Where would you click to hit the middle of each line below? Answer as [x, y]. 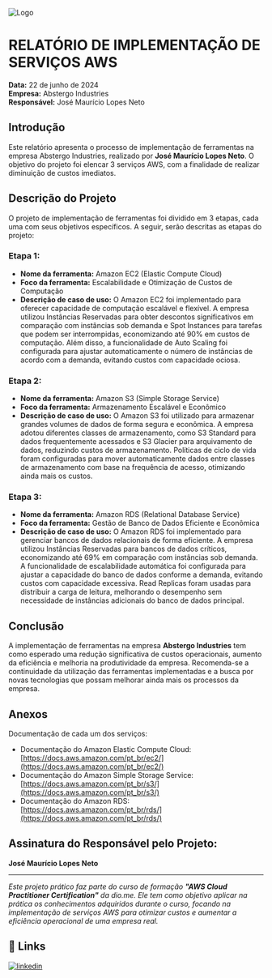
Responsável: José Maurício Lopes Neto [77, 102]
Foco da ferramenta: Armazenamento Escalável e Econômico [123, 407]
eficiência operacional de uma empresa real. [83, 920]
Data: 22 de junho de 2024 [53, 84]
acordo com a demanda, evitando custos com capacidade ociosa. [130, 360]
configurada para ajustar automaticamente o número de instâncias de [136, 351]
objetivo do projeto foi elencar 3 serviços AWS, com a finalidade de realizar [134, 164]
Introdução [37, 128]
